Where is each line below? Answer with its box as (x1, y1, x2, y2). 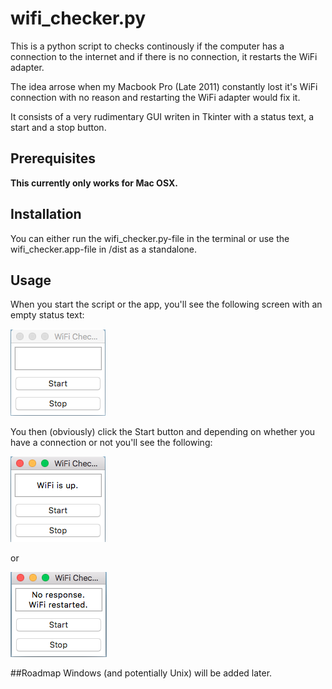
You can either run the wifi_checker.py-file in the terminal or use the (10, 232, 290, 244)
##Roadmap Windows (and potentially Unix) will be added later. (10, 667, 273, 679)
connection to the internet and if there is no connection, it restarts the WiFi (10, 50, 318, 62)
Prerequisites (10, 150, 96, 167)
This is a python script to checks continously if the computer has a (10, 40, 285, 52)
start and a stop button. (10, 121, 107, 133)
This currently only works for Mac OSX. (10, 177, 178, 189)
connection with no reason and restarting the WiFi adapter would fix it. (10, 91, 301, 103)
